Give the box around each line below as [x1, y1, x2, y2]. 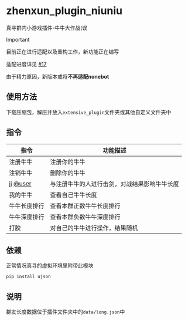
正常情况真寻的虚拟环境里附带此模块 [6, 262, 94, 269]
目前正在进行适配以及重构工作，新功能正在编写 [6, 48, 119, 55]
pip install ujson [6, 274, 51, 280]
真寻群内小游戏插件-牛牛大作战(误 [6, 24, 88, 31]
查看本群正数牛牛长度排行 [50, 201, 121, 210]
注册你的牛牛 [50, 157, 86, 165]
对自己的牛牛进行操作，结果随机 [50, 224, 139, 232]
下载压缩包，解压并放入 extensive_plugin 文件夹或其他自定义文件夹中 [6, 109, 172, 116]
